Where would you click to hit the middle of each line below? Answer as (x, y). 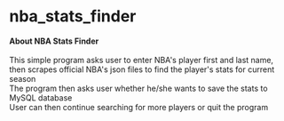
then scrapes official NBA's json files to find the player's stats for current (142, 69)
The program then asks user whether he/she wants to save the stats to (138, 88)
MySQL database (41, 97)
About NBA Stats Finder (54, 41)
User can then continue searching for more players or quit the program (139, 107)
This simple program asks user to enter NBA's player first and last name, (141, 60)
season (23, 78)
